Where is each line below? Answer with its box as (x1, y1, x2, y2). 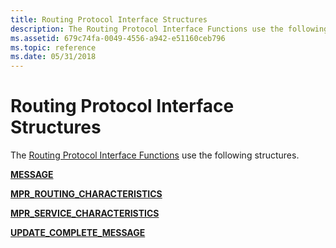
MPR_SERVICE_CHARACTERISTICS (10, 207, 160, 220)
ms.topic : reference (10, 42, 97, 53)
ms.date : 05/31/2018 (10, 52, 97, 62)
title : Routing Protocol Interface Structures (10, 14, 208, 25)
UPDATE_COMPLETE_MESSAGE (10, 227, 146, 239)
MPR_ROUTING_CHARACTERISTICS (10, 188, 163, 200)
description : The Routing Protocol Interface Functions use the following (10, 24, 329, 34)
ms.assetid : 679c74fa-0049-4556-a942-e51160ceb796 (10, 33, 226, 43)
